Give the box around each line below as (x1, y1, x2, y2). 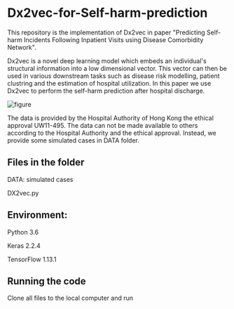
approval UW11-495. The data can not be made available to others (7, 121, 198, 129)
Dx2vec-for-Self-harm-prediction (7, 5, 208, 21)
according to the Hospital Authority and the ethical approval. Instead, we (7, 129, 216, 137)
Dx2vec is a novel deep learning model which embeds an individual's (7, 56, 207, 65)
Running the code (7, 275, 86, 287)
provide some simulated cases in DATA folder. (7, 136, 140, 145)
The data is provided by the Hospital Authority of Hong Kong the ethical (7, 114, 214, 122)
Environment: (7, 209, 68, 221)
